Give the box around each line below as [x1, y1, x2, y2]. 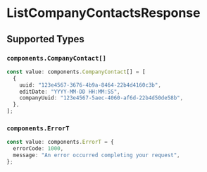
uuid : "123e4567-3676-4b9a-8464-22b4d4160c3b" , [19, 81, 161, 89]
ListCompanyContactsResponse [6, 5, 201, 21]
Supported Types [6, 33, 85, 45]
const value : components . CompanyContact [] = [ [6, 68, 146, 75]
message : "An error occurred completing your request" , [13, 152, 180, 159]
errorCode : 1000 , [13, 145, 64, 152]
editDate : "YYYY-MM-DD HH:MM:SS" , [19, 88, 120, 95]
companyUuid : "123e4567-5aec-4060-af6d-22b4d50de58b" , [19, 94, 184, 102]
